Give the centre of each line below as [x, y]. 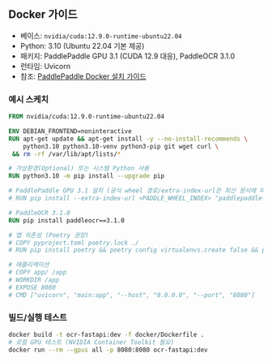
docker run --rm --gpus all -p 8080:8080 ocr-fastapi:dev [108, 350]
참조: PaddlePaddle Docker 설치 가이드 [83, 76]
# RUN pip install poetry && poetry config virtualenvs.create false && [134, 250]
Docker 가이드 [43, 15]
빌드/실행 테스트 [38, 317]
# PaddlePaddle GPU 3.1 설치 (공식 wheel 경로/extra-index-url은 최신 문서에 [132, 191]
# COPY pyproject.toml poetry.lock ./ [74, 243]
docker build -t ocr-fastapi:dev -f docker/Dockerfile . [106, 335]
